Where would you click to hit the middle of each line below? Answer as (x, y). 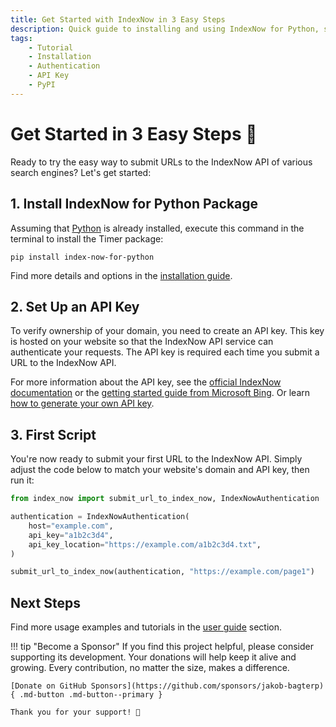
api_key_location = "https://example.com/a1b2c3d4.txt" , (145, 544)
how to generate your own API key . (82, 403)
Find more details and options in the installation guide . (121, 275)
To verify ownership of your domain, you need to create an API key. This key (167, 331)
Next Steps (45, 602)
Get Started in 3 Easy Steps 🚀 (134, 133)
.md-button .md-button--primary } (91, 695)
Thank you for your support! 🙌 (75, 712)
